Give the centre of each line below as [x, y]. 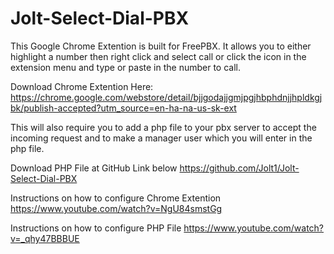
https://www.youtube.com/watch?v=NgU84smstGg [116, 208]
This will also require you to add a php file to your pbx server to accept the [163, 127]
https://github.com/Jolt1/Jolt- [239, 168]
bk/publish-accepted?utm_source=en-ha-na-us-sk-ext [123, 108]
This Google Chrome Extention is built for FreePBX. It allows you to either [161, 46]
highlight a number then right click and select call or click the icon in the [158, 56]
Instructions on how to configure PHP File [96, 228]
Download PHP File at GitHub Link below [94, 168]
